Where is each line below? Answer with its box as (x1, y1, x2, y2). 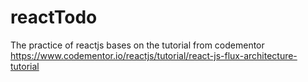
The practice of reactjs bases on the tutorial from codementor (10, 39, 265, 51)
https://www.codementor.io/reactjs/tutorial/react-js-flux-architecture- (10, 49, 298, 61)
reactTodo (10, 6, 98, 29)
